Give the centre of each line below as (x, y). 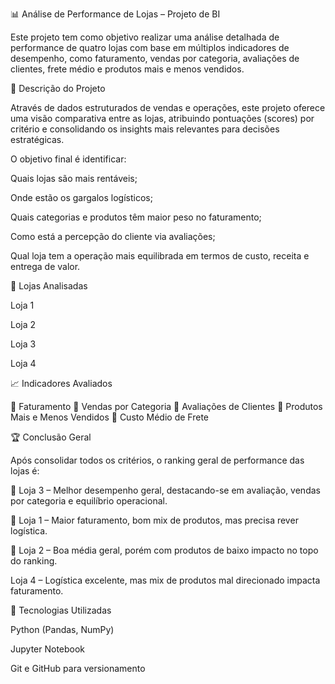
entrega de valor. (45, 266)
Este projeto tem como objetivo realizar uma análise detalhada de (145, 37)
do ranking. (34, 561)
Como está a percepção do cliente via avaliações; (113, 236)
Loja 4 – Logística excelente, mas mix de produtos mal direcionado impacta (165, 580)
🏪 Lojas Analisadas (49, 286)
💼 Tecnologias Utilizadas (61, 610)
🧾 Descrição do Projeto (58, 88)
